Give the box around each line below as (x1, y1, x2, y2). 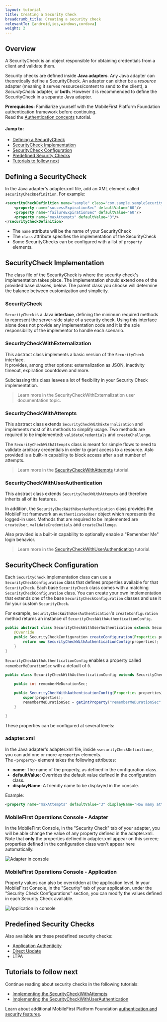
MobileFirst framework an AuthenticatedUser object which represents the (5, 511, 156, 517)
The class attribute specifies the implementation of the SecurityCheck (12, 233, 157, 240)
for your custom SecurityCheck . (5, 600, 70, 607)
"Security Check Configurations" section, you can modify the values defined (5, 890, 162, 897)
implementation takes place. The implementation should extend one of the (5, 277, 158, 283)
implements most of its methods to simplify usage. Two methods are (5, 427, 145, 433)
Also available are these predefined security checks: (5, 933, 113, 939)
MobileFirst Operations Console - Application (5, 868, 117, 875)
